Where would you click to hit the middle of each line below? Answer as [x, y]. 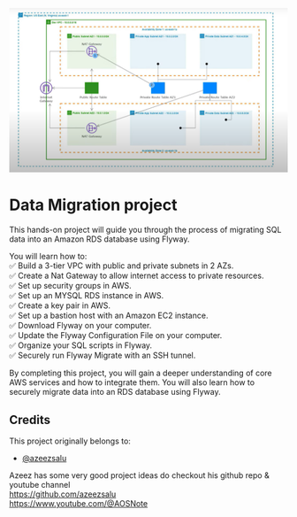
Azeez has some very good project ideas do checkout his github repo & [139, 475]
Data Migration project [94, 205]
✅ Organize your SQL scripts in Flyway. [81, 345]
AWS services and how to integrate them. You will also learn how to [132, 382]
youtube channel [40, 485]
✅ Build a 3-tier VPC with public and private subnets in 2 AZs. [122, 266]
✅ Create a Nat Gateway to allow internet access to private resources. [137, 276]
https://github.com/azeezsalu [63, 494]
